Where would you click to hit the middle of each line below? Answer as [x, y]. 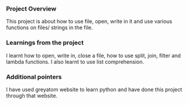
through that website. [32, 96]
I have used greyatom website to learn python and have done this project [94, 89]
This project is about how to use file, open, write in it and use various [89, 22]
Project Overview [31, 9]
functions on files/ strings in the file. [49, 27]
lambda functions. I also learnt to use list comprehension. [75, 62]
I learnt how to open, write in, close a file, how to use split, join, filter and [93, 55]
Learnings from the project [45, 43]
